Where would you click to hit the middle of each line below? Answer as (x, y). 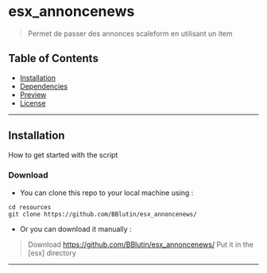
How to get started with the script (63, 154)
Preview (33, 95)
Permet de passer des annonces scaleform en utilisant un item (130, 33)
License (33, 103)
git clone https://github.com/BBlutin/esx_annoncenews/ (103, 214)
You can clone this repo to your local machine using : (106, 193)
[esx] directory (52, 252)
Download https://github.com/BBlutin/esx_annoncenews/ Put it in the (141, 244)
